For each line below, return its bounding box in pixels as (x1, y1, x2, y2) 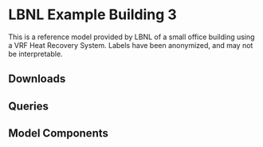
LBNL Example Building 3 (8, 6, 177, 24)
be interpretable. (8, 49, 63, 58)
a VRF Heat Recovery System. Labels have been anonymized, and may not (8, 40, 253, 50)
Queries (8, 99, 49, 113)
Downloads (8, 72, 66, 85)
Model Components (8, 126, 109, 141)
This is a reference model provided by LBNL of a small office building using (8, 32, 255, 42)
